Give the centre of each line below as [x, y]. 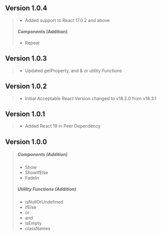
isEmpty [33, 223]
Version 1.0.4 [26, 8]
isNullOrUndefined [44, 201]
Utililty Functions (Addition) [47, 189]
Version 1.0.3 [26, 59]
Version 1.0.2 [26, 86]
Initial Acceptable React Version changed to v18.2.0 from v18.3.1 [90, 98]
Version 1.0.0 [26, 142]
